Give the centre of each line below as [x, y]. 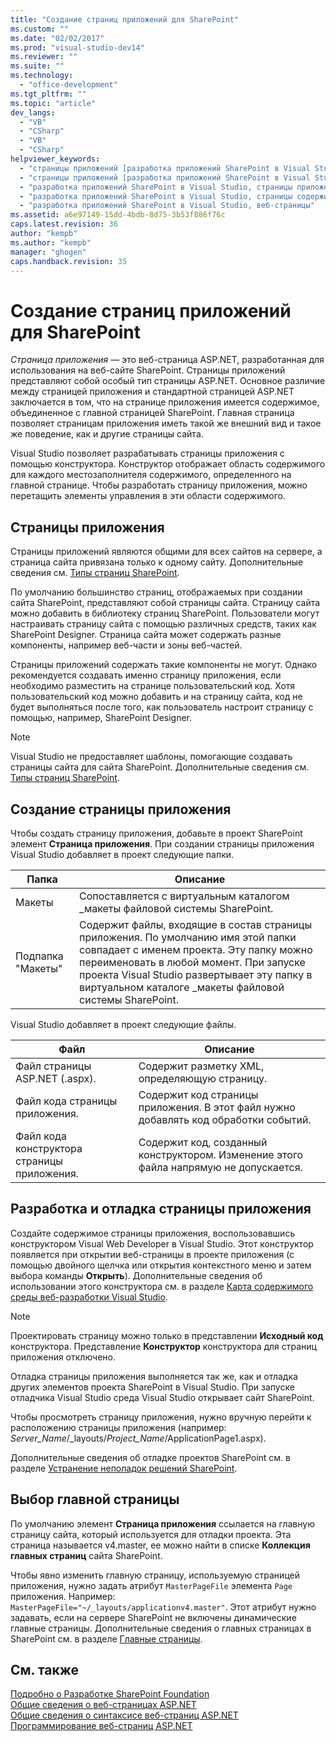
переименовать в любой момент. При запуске [192, 962]
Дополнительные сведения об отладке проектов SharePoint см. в [150, 1457]
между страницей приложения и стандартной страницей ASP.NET [152, 392]
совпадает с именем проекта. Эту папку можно [196, 949]
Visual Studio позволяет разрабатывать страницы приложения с [147, 453]
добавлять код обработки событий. [225, 1119]
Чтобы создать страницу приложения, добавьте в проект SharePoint [156, 833]
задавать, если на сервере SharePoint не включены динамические [153, 1617]
